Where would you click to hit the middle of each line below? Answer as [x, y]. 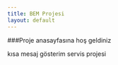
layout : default [31, 20]
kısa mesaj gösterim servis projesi [57, 54]
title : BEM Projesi [36, 14]
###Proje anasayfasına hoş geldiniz [59, 40]
